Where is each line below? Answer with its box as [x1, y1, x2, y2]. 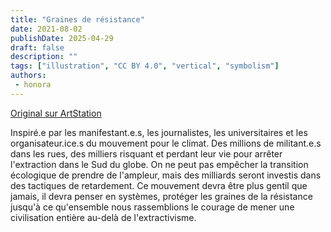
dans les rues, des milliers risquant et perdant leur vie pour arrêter [10, 147, 283, 160]
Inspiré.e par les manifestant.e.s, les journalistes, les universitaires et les [10, 126, 308, 138]
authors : [10, 71, 47, 81]
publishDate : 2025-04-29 [10, 33, 114, 43]
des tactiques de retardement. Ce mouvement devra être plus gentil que [10, 179, 308, 191]
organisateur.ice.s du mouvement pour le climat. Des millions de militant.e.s [10, 137, 322, 149]
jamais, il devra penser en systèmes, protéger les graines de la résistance [10, 190, 313, 202]
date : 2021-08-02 [10, 24, 83, 34]
